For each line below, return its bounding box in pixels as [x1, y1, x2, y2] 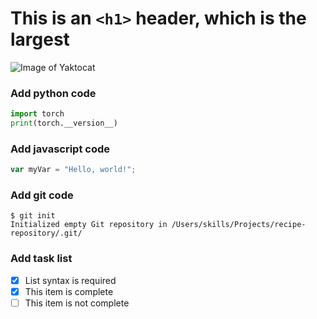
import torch [10, 109, 65, 119]
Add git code [10, 188, 74, 202]
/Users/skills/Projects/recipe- [171, 220, 307, 230]
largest [10, 28, 70, 51]
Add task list [10, 252, 73, 266]
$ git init [10, 211, 56, 221]
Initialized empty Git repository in [10, 220, 168, 230]
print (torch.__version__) [10, 118, 118, 129]
